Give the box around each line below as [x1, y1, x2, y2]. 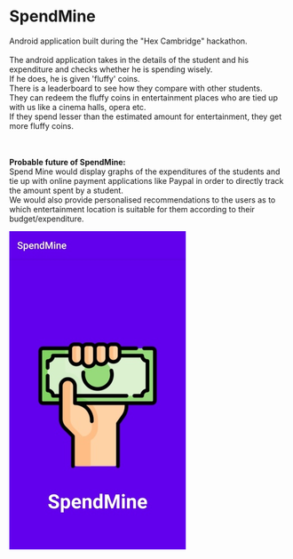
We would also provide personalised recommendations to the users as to [9, 194, 276, 205]
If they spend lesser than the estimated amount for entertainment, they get [9, 111, 282, 122]
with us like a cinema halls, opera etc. [9, 101, 146, 112]
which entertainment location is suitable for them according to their [9, 204, 256, 214]
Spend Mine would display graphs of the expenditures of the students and [9, 166, 281, 177]
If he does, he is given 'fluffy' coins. [9, 73, 140, 84]
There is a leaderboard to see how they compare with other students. [9, 83, 263, 93]
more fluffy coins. [9, 120, 74, 131]
